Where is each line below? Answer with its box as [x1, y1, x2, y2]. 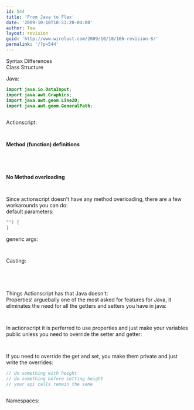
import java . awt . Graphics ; [6, 92, 72, 98]
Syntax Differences [6, 57, 53, 65]
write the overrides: [6, 359, 54, 366]
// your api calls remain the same [6, 381, 93, 387]
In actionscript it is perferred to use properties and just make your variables [6, 324, 189, 331]
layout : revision [6, 31, 49, 36]
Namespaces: [6, 397, 40, 404]
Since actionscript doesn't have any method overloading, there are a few [6, 195, 182, 203]
